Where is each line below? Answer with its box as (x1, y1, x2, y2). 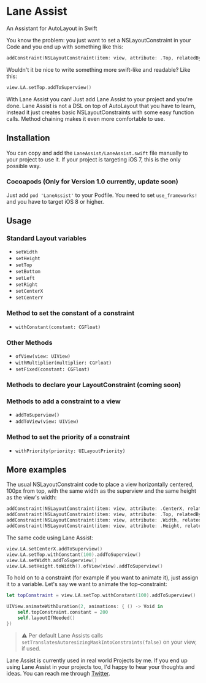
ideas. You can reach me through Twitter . (6, 669, 110, 677)
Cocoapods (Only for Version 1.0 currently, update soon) (6, 177, 179, 186)
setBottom (15, 269, 41, 275)
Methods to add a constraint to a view (6, 397, 121, 406)
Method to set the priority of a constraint (6, 433, 130, 441)
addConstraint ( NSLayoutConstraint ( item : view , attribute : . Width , (6, 517, 180, 523)
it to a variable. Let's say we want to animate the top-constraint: (6, 581, 167, 588)
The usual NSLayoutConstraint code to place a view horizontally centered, (6, 480, 194, 488)
